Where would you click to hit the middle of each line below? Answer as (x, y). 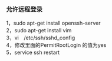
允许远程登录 (24, 9)
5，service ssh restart (33, 52)
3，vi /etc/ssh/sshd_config (41, 38)
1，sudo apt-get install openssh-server (53, 23)
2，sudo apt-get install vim (39, 30)
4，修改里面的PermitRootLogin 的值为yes (56, 45)
